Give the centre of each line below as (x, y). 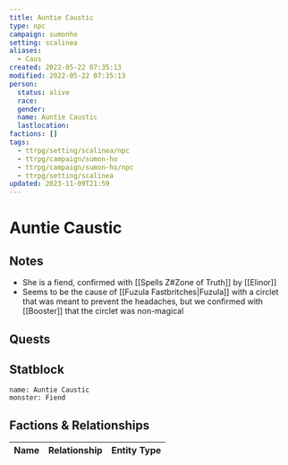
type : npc (28, 26)
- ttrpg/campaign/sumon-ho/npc (76, 167)
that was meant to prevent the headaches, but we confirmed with (143, 301)
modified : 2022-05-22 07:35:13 (68, 76)
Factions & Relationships (80, 425)
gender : (32, 109)
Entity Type (136, 451)
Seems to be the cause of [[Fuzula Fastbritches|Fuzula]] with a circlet (150, 292)
